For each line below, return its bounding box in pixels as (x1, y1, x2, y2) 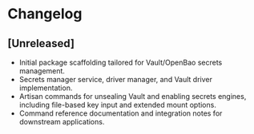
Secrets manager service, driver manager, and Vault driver (18, 75, 213, 84)
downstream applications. (18, 117, 105, 126)
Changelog (7, 5, 83, 23)
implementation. (18, 83, 73, 93)
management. (18, 66, 66, 76)
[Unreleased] (7, 37, 75, 50)
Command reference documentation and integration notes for (18, 108, 223, 118)
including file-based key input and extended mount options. (18, 100, 217, 109)
